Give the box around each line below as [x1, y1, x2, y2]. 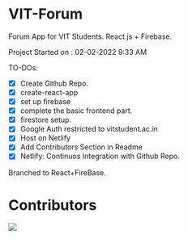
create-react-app [19, 88, 79, 97]
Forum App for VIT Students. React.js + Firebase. [8, 31, 173, 41]
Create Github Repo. [19, 78, 89, 88]
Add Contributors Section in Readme [19, 142, 143, 152]
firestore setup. [19, 115, 71, 125]
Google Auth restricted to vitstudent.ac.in [19, 124, 158, 134]
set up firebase [19, 97, 71, 107]
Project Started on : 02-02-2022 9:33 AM [8, 47, 147, 57]
